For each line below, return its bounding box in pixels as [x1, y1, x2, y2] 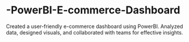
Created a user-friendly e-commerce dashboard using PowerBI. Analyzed [6, 23, 183, 30]
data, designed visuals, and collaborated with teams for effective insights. [6, 29, 184, 36]
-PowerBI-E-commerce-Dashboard [6, 3, 181, 17]
